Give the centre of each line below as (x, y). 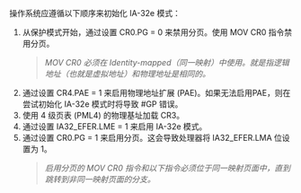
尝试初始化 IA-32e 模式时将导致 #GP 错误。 (102, 104)
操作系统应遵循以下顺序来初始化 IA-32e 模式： (95, 13)
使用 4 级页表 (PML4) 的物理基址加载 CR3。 (103, 115)
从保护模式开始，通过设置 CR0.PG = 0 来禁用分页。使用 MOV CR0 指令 (153, 32)
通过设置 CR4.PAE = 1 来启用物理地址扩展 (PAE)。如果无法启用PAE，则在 (156, 93)
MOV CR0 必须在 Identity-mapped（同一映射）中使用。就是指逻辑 (167, 62)
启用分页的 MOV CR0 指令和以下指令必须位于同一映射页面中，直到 (167, 168)
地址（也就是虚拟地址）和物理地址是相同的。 (128, 74)
